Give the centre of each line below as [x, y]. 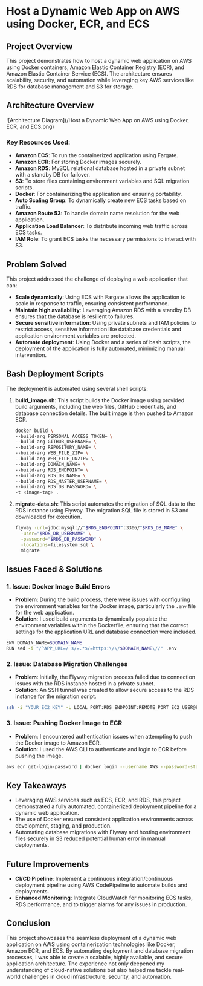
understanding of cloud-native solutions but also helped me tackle [89, 970]
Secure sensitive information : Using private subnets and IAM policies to [105, 322]
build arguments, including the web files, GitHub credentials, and [95, 406]
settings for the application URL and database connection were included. [106, 632]
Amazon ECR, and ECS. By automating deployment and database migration [100, 950]
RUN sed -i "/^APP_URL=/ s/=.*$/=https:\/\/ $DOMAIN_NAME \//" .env [92, 648]
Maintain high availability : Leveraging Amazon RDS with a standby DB [103, 310]
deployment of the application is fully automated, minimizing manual [100, 348]
